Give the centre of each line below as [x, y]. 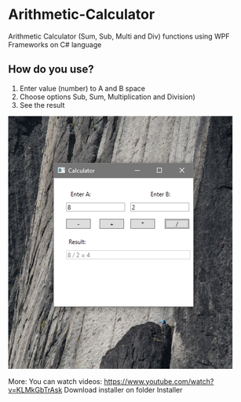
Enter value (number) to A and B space [82, 88]
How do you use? [51, 70]
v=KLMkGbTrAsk [35, 389]
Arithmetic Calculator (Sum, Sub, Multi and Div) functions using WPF [119, 36]
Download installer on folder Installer [123, 389]
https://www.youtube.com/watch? [159, 381]
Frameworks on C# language [55, 44]
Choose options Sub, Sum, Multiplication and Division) [108, 97]
